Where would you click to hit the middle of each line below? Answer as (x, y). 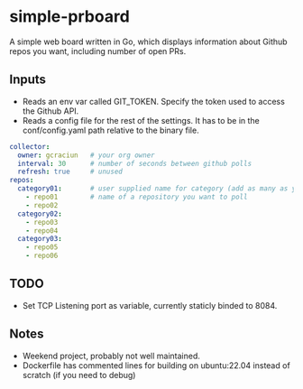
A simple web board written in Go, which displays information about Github (148, 42)
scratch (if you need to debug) (79, 375)
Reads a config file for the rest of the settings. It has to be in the (141, 120)
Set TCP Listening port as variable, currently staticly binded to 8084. (150, 305)
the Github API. (50, 111)
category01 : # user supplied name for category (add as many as (153, 189)
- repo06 (42, 256)
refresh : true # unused (70, 172)
